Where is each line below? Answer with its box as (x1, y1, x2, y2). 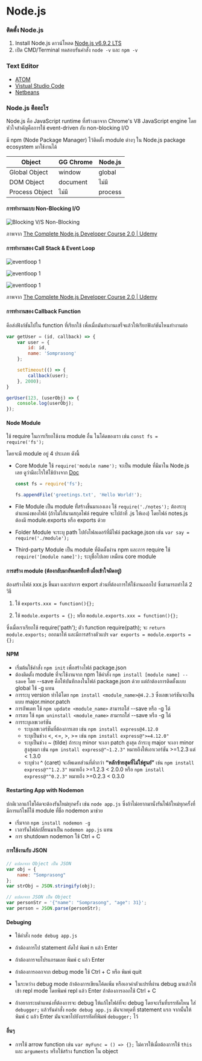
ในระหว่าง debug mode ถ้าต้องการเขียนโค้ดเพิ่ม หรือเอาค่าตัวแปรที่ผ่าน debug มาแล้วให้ (14, 981, 197, 988)
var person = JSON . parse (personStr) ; (6, 905, 101, 912)
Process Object (9, 188, 53, 196)
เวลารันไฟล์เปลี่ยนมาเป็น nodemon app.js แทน (14, 826, 113, 833)
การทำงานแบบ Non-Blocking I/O (6, 205, 80, 212)
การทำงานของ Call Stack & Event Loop (6, 244, 95, 252)
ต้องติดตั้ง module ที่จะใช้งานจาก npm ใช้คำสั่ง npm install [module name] (14, 671, 180, 678)
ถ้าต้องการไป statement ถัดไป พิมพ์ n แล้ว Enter (14, 944, 118, 951)
